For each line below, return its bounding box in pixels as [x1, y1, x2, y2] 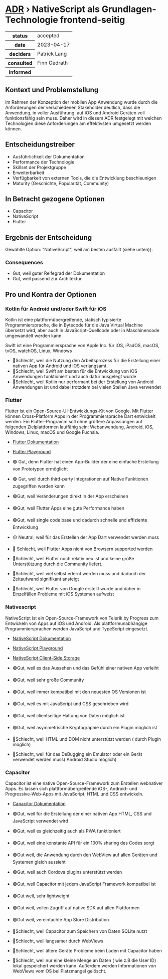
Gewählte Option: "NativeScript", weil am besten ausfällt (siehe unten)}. [5, 247, 153, 253]
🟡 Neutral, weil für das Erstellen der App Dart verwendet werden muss [12, 534, 159, 540]
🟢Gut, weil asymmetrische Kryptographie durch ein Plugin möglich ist [12, 724, 157, 730]
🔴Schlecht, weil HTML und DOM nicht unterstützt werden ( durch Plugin [12, 736, 161, 742]
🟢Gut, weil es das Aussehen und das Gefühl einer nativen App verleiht [12, 665, 159, 671]
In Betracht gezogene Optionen [5, 195, 105, 203]
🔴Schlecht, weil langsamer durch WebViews [12, 938, 104, 944]
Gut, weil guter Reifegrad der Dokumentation [12, 270, 105, 276]
